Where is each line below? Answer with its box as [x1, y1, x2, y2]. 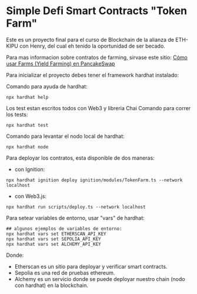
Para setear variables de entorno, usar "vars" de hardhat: [6, 214, 145, 222]
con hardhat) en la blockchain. [14, 282, 89, 289]
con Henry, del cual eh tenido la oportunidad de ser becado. [19, 42, 166, 49]
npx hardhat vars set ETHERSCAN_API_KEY [6, 231, 107, 237]
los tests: [6, 111, 28, 118]
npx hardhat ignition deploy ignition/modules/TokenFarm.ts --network [6, 177, 183, 183]
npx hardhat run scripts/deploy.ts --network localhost [6, 204, 146, 210]
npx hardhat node [6, 144, 49, 150]
